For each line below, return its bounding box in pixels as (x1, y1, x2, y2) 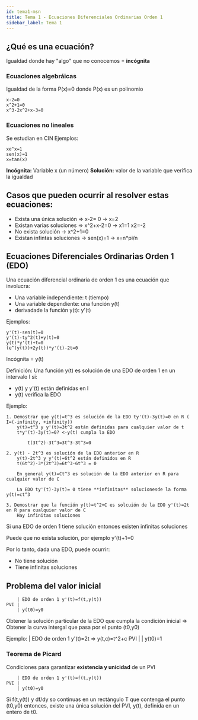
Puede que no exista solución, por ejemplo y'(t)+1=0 (6, 535, 135, 542)
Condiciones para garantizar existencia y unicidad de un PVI (6, 663, 156, 670)
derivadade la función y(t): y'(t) (14, 306, 91, 314)
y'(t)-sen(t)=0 (6, 329, 44, 335)
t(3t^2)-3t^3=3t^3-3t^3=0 (27, 440, 92, 446)
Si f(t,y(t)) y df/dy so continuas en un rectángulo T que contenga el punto (6, 696, 186, 703)
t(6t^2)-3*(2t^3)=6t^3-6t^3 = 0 (17, 460, 97, 467)
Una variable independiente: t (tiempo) (14, 294, 109, 301)
